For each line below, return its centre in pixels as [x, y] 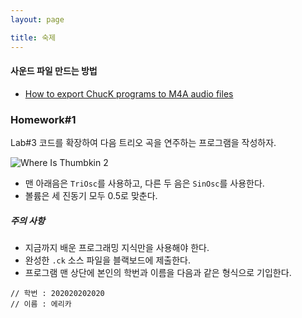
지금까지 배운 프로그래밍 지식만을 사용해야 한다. [117, 247]
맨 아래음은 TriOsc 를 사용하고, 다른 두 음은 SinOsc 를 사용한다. [144, 183]
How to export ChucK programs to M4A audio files [129, 93]
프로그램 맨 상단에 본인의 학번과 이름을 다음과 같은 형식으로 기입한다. [158, 272]
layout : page [37, 19]
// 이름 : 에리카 [41, 304]
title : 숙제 [33, 37]
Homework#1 [43, 119]
